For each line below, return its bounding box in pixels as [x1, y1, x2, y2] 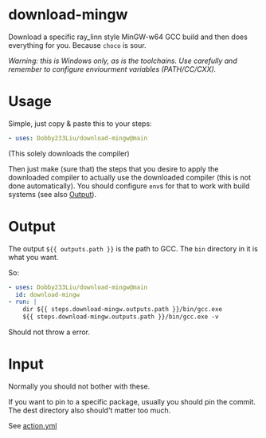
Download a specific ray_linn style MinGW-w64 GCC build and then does [8, 32, 248, 41]
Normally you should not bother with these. [8, 381, 151, 391]
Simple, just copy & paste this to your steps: [8, 118, 153, 128]
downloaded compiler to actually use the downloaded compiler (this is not [8, 172, 252, 182]
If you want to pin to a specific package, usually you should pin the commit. [8, 397, 256, 406]
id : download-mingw [15, 290, 80, 298]
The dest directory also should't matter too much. [8, 405, 171, 415]
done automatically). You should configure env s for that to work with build [8, 181, 250, 191]
